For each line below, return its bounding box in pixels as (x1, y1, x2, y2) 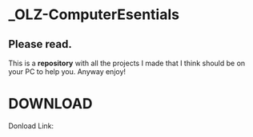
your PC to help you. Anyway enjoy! (8, 67, 127, 76)
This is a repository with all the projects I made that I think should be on (8, 58, 246, 68)
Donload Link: (8, 121, 54, 131)
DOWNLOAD (8, 95, 94, 113)
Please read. (8, 37, 72, 51)
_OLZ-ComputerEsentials (8, 6, 180, 24)
